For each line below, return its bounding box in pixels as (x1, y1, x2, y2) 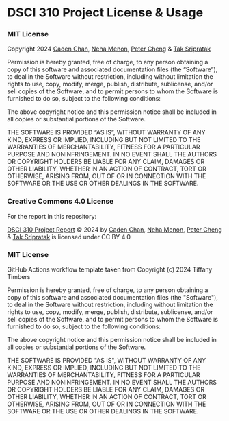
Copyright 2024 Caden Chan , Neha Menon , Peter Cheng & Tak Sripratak (7, 45, 211, 53)
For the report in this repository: (7, 212, 97, 220)
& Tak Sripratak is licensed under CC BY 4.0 (7, 232, 131, 241)
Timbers (7, 273, 31, 281)
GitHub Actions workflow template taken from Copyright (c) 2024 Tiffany (7, 265, 213, 274)
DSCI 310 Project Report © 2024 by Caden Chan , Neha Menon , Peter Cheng (7, 225, 222, 234)
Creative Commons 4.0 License (7, 197, 114, 206)
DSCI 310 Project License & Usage (7, 5, 204, 21)
